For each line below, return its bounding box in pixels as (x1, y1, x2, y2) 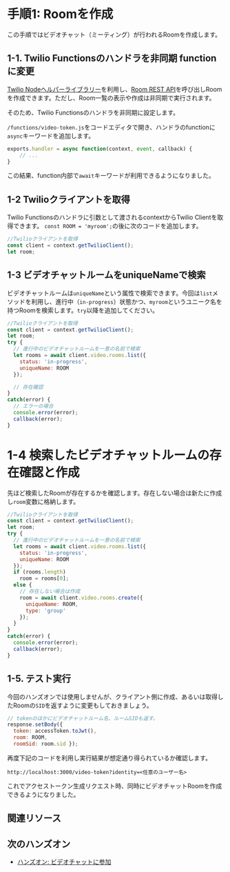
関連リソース (7, 813, 61, 824)
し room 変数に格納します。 (7, 497, 80, 505)
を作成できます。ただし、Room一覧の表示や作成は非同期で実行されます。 (7, 94, 216, 102)
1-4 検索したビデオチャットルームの (7, 447, 210, 463)
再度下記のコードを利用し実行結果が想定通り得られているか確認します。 (7, 753, 212, 762)
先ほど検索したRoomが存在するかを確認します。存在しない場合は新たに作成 (7, 489, 222, 497)
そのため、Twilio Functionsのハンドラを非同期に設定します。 (7, 108, 180, 116)
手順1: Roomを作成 (7, 6, 114, 22)
